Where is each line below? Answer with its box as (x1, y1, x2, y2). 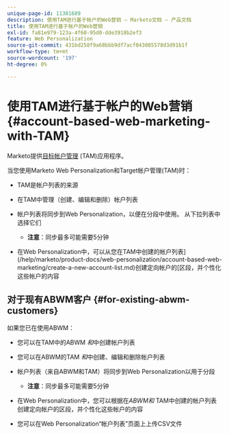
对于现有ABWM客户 (7, 294, 92, 305)
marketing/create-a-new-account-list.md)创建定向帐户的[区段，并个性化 (16, 263, 221, 271)
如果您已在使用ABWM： (7, 324, 75, 332)
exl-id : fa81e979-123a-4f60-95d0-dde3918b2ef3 (7, 29, 142, 36)
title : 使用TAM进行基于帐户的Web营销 (7, 23, 103, 29)
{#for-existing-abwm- (93, 294, 190, 305)
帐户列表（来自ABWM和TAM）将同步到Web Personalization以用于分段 (16, 368, 215, 376)
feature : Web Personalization (7, 36, 94, 42)
